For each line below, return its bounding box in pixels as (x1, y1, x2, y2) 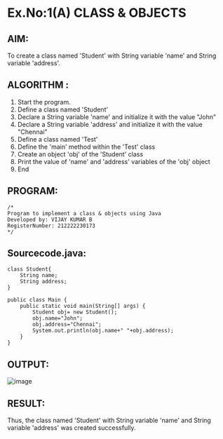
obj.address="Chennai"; (32, 321, 102, 328)
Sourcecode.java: (7, 248, 86, 259)
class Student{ (7, 266, 52, 273)
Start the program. (17, 97, 72, 106)
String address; (20, 278, 68, 285)
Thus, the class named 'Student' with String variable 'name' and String (7, 416, 212, 425)
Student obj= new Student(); (32, 309, 118, 316)
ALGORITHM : (7, 79, 69, 91)
